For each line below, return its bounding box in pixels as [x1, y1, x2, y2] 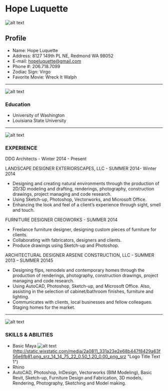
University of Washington [12, 112, 65, 118]
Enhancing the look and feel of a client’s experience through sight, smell [12, 202, 161, 208]
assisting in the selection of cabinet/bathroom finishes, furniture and [12, 288, 153, 294]
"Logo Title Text [127, 353, 160, 359]
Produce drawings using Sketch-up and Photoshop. [12, 242, 119, 248]
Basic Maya [12, 342, 36, 348]
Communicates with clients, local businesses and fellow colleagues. [12, 299, 152, 305]
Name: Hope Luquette [12, 47, 58, 53]
